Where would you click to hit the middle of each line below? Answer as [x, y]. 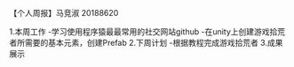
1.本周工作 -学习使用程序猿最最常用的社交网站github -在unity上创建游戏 [139, 32]
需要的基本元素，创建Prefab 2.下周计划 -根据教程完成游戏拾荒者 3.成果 [154, 43]
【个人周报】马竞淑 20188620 [64, 13]
